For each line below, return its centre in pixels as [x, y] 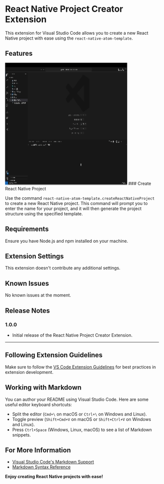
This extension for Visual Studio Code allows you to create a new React [77, 33]
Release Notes [28, 311]
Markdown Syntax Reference [41, 467]
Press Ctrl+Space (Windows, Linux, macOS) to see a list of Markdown [82, 430]
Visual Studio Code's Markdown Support [53, 462]
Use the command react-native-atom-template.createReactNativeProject [80, 198]
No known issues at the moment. [38, 295]
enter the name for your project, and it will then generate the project [73, 208]
